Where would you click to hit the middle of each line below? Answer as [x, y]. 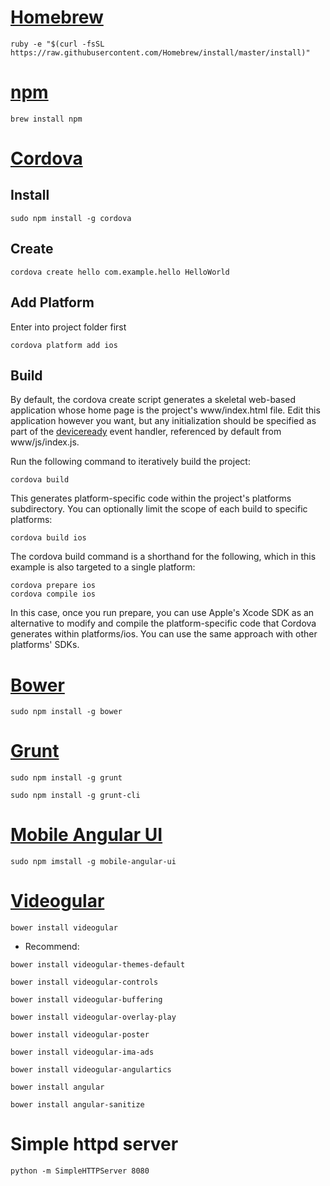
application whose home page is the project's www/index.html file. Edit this [165, 410]
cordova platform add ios [64, 345]
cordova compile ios [53, 594]
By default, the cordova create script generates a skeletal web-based [153, 400]
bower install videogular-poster [80, 1035]
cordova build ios [48, 538]
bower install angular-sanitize [77, 1105]
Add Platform [52, 302]
